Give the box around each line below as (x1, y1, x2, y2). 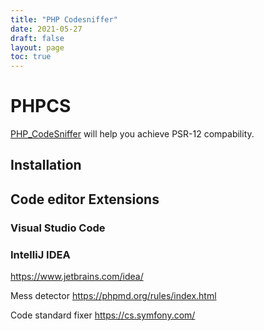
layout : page (10, 42, 65, 53)
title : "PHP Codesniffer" (10, 14, 118, 25)
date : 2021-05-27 (10, 24, 83, 34)
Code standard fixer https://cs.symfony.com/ (10, 309, 196, 321)
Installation (10, 157, 82, 174)
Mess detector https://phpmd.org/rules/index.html (10, 290, 217, 302)
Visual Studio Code (10, 221, 106, 235)
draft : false (10, 33, 65, 43)
